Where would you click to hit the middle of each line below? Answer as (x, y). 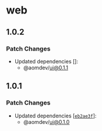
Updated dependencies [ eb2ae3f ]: (55, 116)
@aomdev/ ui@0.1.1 (46, 68)
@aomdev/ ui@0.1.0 (46, 122)
